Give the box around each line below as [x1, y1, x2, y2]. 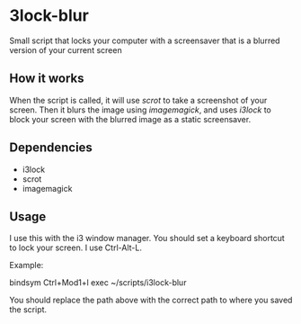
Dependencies [9, 140, 93, 156]
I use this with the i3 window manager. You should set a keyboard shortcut [9, 233, 285, 244]
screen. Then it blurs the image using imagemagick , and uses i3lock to [9, 104, 271, 115]
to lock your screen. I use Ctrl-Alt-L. [9, 242, 142, 253]
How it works [9, 71, 84, 86]
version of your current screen [9, 44, 123, 55]
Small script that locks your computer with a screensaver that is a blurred [9, 35, 280, 46]
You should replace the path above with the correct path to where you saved [9, 294, 293, 306]
